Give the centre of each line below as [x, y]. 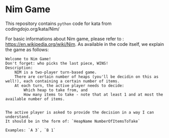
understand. [18, 117]
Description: [19, 68]
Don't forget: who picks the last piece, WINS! [57, 63]
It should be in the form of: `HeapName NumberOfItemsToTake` [73, 121]
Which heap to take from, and [56, 90]
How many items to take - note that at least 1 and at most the [93, 94]
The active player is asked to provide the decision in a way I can [80, 112]
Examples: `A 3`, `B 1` [31, 130]
